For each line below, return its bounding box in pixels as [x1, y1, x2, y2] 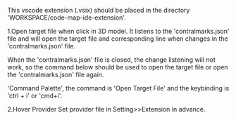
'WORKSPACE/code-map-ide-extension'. [7, 13, 127, 22]
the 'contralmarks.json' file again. [7, 70, 104, 79]
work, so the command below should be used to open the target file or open [7, 63, 228, 71]
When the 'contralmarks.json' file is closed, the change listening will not [7, 55, 216, 64]
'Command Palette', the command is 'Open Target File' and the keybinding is [7, 84, 230, 92]
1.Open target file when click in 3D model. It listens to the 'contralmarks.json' [7, 27, 230, 35]
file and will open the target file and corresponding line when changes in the [7, 34, 228, 43]
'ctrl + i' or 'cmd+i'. [7, 91, 63, 100]
